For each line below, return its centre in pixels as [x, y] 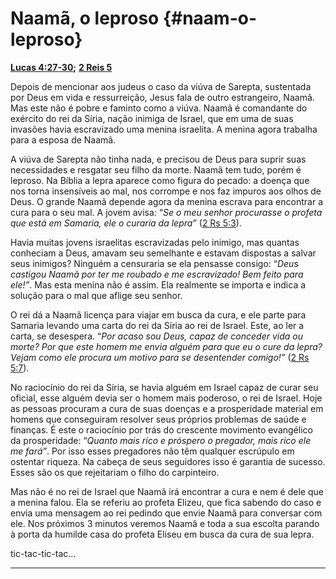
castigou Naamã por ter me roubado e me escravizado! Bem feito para [157, 274]
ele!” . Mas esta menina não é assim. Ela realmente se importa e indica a [158, 284]
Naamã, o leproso [85, 18]
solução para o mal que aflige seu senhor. [96, 295]
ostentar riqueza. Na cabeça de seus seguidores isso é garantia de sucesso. [168, 461]
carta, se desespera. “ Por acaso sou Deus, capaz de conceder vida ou [157, 336]
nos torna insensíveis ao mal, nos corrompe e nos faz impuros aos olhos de [166, 191]
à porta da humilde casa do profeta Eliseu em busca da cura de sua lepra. [162, 534]
